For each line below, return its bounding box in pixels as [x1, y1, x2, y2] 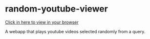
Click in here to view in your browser [5, 19, 79, 25]
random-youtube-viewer [5, 3, 108, 14]
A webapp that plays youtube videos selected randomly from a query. [5, 28, 146, 34]
